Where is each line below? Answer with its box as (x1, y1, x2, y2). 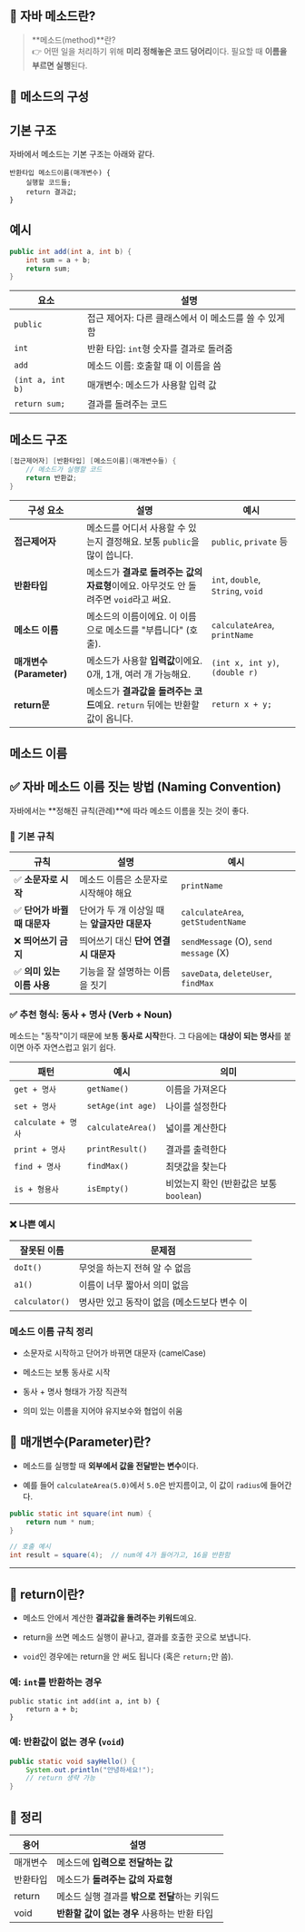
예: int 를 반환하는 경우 (9, 1675, 103, 1688)
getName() (86, 1084, 130, 1094)
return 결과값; (25, 188, 77, 197)
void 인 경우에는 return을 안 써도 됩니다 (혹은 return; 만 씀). (22, 1651, 234, 1662)
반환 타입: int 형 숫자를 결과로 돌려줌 (87, 343, 233, 356)
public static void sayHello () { (9, 1757, 136, 1766)
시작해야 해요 (79, 888, 133, 900)
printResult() (86, 1144, 148, 1154)
